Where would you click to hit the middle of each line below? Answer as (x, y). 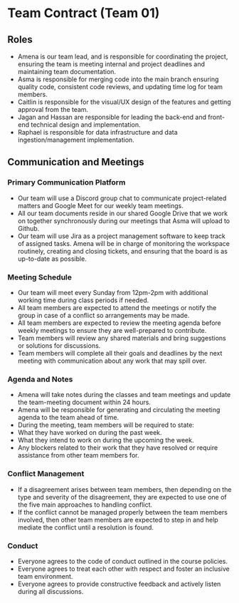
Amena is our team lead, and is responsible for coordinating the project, (123, 56)
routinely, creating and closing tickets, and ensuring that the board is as (122, 251)
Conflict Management (46, 474)
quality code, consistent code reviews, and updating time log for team (120, 87)
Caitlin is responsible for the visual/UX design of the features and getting (124, 102)
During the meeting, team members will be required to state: (106, 425)
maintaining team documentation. (67, 72)
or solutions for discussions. (59, 345)
